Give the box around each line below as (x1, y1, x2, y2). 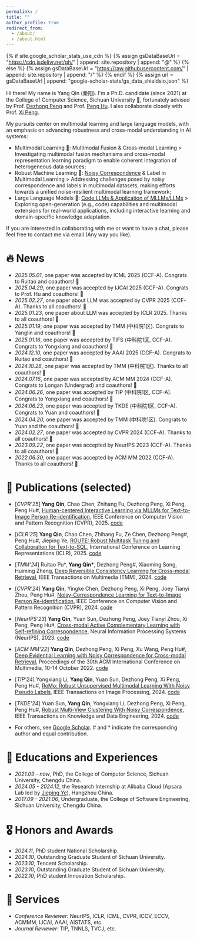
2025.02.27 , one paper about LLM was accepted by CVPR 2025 (14, 297, 170, 304)
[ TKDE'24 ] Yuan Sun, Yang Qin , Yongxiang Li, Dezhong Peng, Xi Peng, (14, 699, 186, 706)
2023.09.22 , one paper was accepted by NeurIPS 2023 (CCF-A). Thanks (14, 441, 192, 448)
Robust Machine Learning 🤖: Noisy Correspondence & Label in (14, 170, 166, 176)
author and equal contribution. (14, 730, 88, 737)
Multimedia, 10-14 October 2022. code (14, 664, 109, 671)
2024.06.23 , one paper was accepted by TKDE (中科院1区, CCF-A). (14, 402, 178, 409)
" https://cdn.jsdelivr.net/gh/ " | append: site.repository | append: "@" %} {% (6, 58, 189, 66)
